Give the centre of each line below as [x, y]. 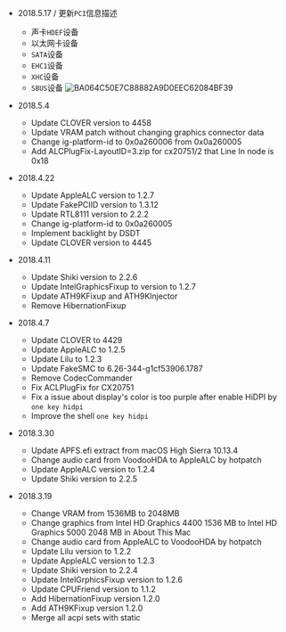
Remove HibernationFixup [78, 305]
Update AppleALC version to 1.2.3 [93, 561]
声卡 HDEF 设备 [55, 32]
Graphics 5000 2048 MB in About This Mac [111, 532]
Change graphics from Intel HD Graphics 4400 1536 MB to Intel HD [154, 523]
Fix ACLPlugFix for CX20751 [82, 387]
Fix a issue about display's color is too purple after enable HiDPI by [154, 397]
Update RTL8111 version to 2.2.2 [90, 214]
